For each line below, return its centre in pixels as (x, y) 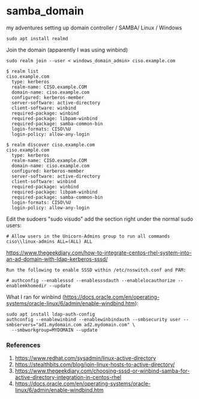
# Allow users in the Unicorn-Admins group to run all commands (88, 236)
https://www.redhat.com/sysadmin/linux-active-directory (85, 358)
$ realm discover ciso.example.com (51, 145)
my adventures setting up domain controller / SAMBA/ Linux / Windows (94, 28)
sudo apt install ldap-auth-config (51, 314)
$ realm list (22, 71)
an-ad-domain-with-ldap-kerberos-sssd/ (57, 259)
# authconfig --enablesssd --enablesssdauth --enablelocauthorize (91, 280)
